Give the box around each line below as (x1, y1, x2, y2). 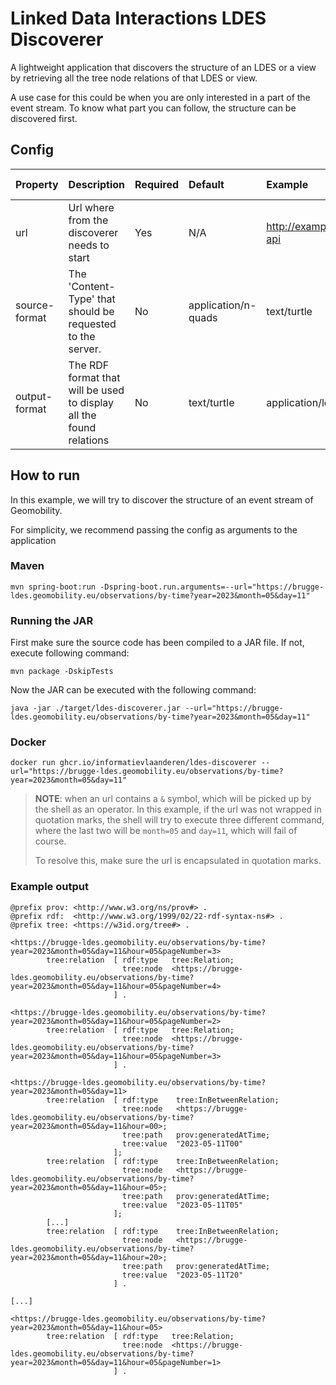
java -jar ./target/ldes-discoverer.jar (10, 703, 182, 714)
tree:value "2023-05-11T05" (121, 1200, 244, 1210)
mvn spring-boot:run (10, 582, 97, 592)
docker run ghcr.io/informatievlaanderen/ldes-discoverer (10, 758, 257, 768)
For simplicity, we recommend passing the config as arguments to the (10, 523, 298, 536)
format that (68, 370, 121, 384)
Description (68, 177, 126, 191)
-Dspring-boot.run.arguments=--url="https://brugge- (99, 582, 325, 592)
